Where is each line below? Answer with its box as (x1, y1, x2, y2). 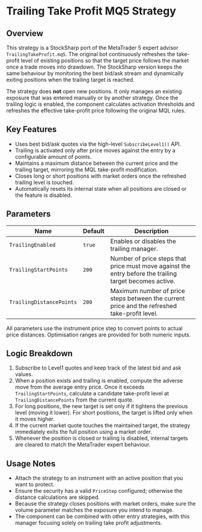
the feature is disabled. (14, 191, 72, 199)
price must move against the (110, 262, 191, 270)
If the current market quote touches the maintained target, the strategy (14, 422, 191, 429)
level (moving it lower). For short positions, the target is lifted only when (14, 409, 193, 416)
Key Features (6, 125, 57, 135)
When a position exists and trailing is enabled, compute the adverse (14, 377, 183, 385)
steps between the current (110, 294, 185, 302)
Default (83, 227, 105, 235)
